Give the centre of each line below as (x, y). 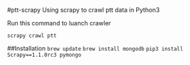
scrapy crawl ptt (32, 36)
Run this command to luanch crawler (59, 23)
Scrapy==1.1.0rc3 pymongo (44, 55)
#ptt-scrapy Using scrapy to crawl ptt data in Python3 (84, 10)
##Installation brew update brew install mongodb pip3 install (95, 48)
